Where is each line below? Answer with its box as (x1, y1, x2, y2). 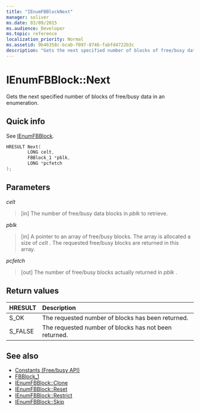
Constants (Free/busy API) (14, 367, 80, 374)
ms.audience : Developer (6, 25, 65, 32)
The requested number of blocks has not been (42, 323, 172, 331)
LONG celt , (27, 150, 55, 155)
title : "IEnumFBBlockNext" (6, 8, 73, 15)
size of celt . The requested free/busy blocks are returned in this (20, 239, 179, 246)
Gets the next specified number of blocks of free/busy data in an (6, 93, 165, 100)
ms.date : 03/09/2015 (6, 20, 58, 26)
